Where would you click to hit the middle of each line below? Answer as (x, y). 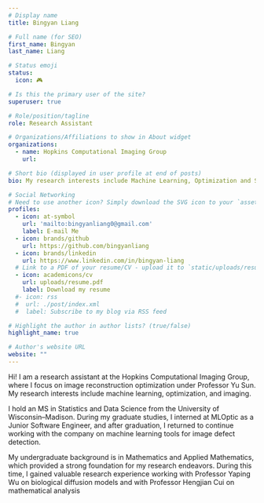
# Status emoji (33, 66)
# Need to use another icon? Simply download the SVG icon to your (121, 202)
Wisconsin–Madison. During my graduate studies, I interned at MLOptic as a (131, 417)
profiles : (24, 210)
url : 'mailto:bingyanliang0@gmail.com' (88, 224)
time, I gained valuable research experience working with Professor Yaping (130, 474)
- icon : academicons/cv (54, 275)
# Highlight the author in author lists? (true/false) (100, 326)
